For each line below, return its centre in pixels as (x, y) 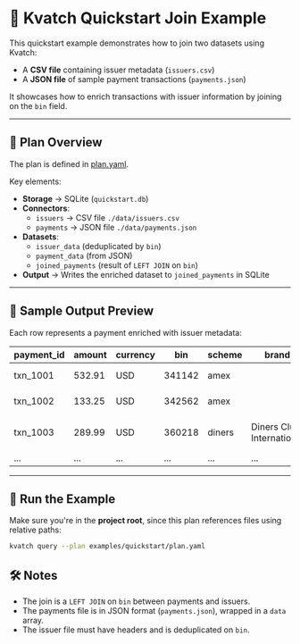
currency (136, 355)
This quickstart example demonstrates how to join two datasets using (137, 43)
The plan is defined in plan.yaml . (69, 163)
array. (33, 621)
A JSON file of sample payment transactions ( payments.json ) (134, 79)
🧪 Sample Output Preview (82, 311)
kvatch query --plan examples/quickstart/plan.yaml (107, 547)
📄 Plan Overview (56, 142)
